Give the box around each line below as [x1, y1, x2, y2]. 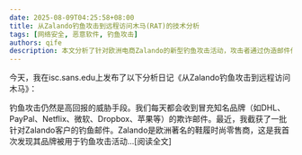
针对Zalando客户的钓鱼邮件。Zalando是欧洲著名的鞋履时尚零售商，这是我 [9, 125, 282, 135]
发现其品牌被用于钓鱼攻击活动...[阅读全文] [16, 136, 173, 147]
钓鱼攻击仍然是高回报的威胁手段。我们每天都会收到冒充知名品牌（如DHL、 [9, 102, 286, 113]
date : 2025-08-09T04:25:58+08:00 [9, 13, 135, 22]
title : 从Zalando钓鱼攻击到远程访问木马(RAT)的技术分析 [9, 22, 200, 30]
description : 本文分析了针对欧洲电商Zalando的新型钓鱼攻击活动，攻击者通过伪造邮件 [9, 47, 290, 56]
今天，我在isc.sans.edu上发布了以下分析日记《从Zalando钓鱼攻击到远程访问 [9, 73, 290, 83]
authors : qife [9, 38, 63, 47]
